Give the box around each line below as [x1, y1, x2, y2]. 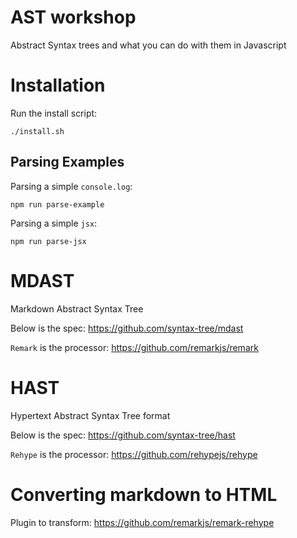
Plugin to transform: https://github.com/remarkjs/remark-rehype [10, 516, 275, 528]
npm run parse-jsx [10, 236, 87, 246]
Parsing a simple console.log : [10, 180, 133, 192]
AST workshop [10, 6, 137, 29]
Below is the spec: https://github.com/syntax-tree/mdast [10, 322, 244, 334]
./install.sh [10, 126, 65, 136]
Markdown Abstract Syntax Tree [10, 302, 144, 315]
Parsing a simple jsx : [10, 217, 98, 229]
